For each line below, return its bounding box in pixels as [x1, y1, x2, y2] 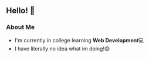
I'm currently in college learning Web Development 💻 [14, 37, 144, 43]
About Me [6, 23, 35, 31]
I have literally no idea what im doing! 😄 [14, 45, 110, 52]
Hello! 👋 [6, 6, 35, 16]
